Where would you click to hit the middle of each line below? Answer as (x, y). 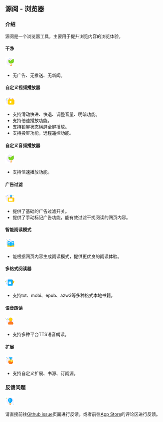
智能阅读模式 (18, 230)
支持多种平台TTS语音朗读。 (41, 334)
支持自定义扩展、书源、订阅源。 (45, 374)
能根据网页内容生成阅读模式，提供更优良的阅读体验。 (67, 256)
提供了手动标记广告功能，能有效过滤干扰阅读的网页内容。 (71, 217)
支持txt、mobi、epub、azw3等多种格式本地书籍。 (64, 295)
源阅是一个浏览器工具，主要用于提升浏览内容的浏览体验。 (64, 36)
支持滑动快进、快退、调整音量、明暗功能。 (56, 114)
